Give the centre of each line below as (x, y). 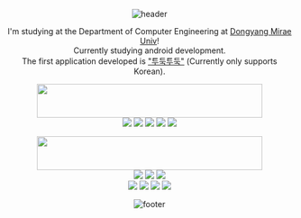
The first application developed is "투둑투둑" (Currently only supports (150, 61)
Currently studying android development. (150, 50)
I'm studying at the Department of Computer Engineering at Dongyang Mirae (150, 31)
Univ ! (150, 41)
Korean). (150, 71)
